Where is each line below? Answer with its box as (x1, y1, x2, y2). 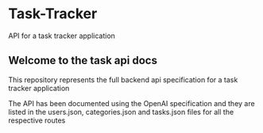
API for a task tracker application (8, 31, 115, 40)
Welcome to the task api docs (8, 54, 157, 67)
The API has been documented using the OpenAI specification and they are (8, 98, 256, 108)
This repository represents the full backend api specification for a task (8, 74, 238, 84)
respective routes (8, 116, 66, 125)
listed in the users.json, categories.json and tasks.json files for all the (8, 107, 234, 116)
